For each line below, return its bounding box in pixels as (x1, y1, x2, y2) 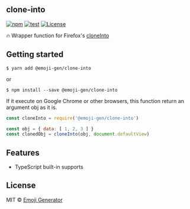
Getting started (6, 50, 64, 60)
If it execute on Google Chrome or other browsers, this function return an (6, 97, 185, 104)
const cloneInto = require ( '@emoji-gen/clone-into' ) (6, 115, 139, 121)
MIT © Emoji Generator (6, 196, 63, 203)
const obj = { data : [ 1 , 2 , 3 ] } (6, 126, 94, 132)
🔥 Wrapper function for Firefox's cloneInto (6, 32, 110, 39)
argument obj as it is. (6, 104, 57, 111)
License (6, 181, 36, 191)
